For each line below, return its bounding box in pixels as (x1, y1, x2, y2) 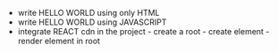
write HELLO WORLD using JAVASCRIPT (17, 17, 167, 27)
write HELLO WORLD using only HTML (17, 8, 160, 18)
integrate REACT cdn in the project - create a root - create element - (17, 26, 270, 36)
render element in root (17, 35, 101, 46)
